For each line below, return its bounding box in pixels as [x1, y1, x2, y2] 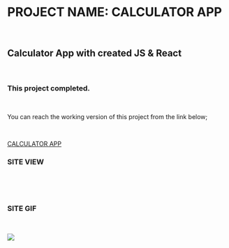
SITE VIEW [7, 157, 44, 166]
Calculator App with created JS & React [7, 47, 182, 59]
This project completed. [7, 83, 91, 93]
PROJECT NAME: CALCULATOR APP [7, 4, 222, 20]
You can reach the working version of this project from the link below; [7, 113, 208, 121]
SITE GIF [7, 203, 37, 213]
